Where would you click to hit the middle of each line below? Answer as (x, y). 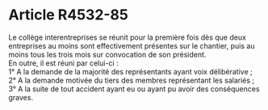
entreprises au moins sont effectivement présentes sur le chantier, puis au (132, 45)
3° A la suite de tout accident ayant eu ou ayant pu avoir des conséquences (134, 89)
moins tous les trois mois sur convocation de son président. (107, 54)
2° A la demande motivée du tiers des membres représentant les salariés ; (132, 80)
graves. (21, 97)
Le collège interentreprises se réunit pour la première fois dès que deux (127, 37)
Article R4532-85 (69, 15)
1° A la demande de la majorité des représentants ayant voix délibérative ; (130, 71)
